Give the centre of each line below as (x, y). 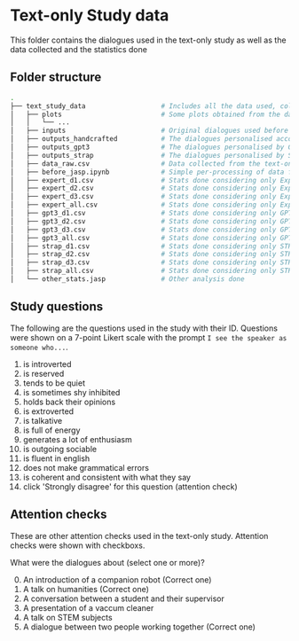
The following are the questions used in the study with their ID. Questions (144, 328)
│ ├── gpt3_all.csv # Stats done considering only (143, 238)
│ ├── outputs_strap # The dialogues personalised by (147, 155)
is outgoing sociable (59, 449)
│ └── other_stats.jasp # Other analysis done (127, 279)
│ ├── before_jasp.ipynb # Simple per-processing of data (147, 172)
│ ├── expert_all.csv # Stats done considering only (143, 205)
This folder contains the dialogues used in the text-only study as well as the (148, 40)
